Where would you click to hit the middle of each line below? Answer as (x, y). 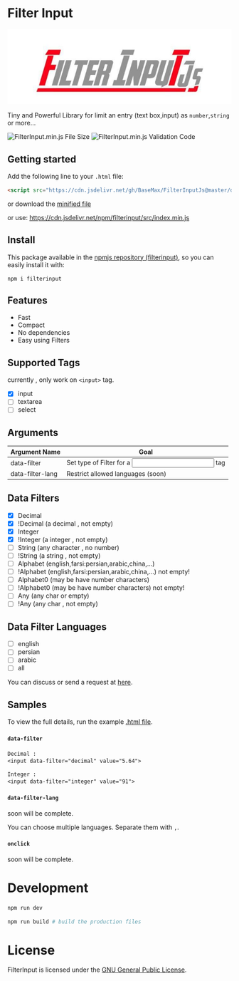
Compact (31, 325)
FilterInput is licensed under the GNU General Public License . (97, 970)
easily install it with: (36, 264)
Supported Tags (44, 362)
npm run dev (25, 908)
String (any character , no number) (68, 547)
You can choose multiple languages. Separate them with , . (93, 827)
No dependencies (44, 333)
